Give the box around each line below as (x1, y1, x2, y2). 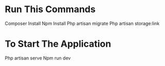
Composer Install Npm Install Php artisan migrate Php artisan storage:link (5, 20, 160, 26)
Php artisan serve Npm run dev (5, 55, 71, 61)
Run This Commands (5, 4, 96, 15)
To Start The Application (5, 38, 112, 50)
